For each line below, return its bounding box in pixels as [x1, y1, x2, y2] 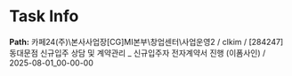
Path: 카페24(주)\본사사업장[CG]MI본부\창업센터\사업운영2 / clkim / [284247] [9, 36, 284, 47]
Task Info [9, 6, 79, 27]
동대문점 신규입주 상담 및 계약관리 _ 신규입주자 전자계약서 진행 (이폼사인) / [9, 47, 266, 58]
